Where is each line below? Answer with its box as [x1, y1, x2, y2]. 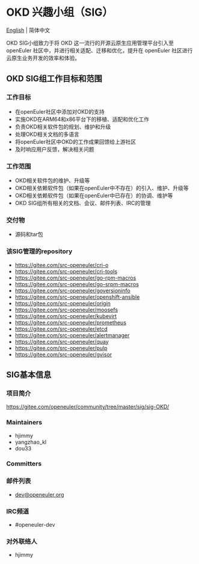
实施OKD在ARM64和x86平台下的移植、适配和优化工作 [14, 115, 150, 123]
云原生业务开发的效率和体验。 [6, 54, 80, 61]
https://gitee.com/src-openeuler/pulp [14, 344, 108, 352]
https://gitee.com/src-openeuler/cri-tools [14, 268, 118, 275]
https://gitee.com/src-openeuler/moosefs [14, 306, 118, 313]
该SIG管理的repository [6, 247, 73, 256]
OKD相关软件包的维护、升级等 [14, 177, 90, 184]
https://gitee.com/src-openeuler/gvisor [14, 351, 112, 358]
